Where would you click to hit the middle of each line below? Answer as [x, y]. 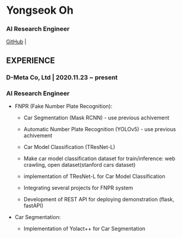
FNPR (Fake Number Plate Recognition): [63, 106]
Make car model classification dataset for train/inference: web [99, 158]
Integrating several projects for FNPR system [78, 188]
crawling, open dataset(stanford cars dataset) [79, 165]
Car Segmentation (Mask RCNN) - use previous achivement [96, 118]
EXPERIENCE [31, 60]
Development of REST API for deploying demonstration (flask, [99, 199]
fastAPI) [33, 206]
